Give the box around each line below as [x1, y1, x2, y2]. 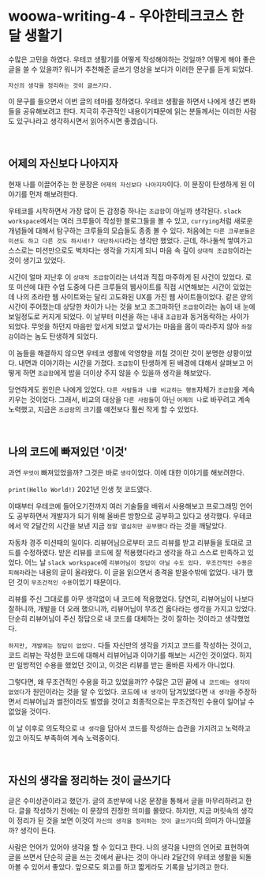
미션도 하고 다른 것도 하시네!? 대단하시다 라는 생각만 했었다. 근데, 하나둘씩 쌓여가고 [8, 235, 253, 245]
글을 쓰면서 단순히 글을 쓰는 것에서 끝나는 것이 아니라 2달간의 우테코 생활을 [8, 852, 238, 862]
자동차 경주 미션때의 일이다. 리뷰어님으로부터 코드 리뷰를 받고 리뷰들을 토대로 [8, 538, 244, 547]
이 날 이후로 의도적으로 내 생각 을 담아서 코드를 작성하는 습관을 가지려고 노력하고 [8, 723, 251, 733]
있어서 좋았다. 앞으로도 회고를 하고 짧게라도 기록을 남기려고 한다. [31, 862, 229, 872]
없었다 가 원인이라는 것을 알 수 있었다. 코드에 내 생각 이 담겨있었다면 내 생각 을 [8, 686, 237, 696]
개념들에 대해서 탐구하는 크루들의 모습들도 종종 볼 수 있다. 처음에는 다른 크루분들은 [8, 226, 256, 235]
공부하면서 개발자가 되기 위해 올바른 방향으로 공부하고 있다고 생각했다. [16, 511, 231, 520]
